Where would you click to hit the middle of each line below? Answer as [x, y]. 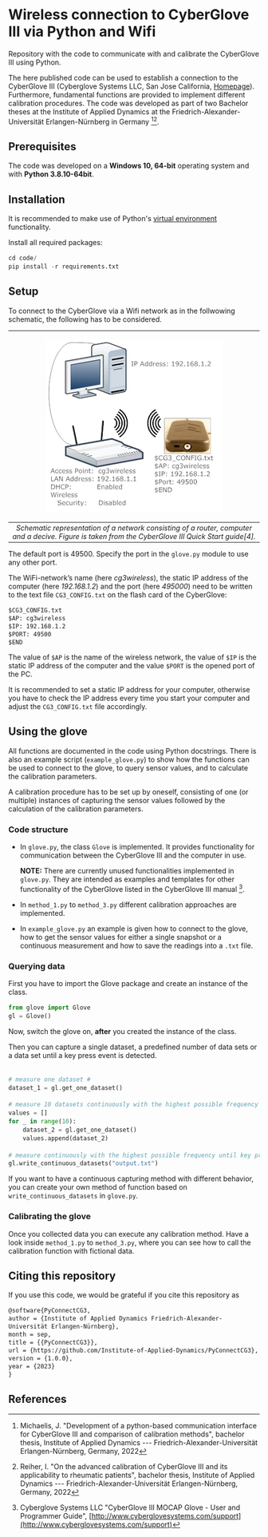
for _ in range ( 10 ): [43, 1122]
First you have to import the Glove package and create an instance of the [128, 984]
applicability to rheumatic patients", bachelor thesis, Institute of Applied [137, 1476]
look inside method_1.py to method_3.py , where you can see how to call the [130, 1242]
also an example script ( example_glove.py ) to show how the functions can [129, 759]
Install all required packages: [55, 243]
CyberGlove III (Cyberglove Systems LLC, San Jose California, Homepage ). [132, 86]
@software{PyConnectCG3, [49, 1311]
